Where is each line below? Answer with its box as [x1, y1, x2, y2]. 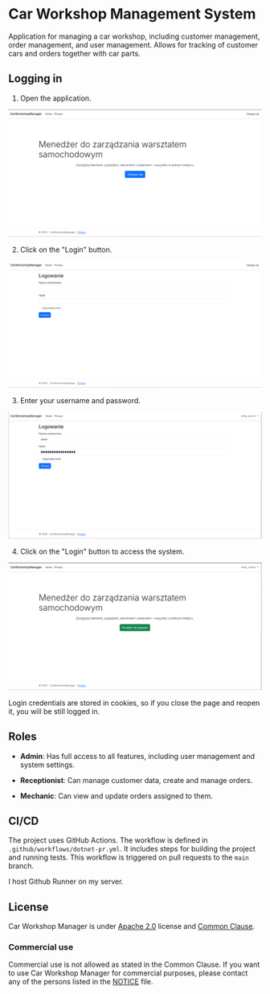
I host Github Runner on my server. [8, 876, 124, 886]
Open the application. [19, 93, 92, 103]
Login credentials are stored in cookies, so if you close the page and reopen [8, 698, 260, 707]
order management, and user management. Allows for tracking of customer [8, 39, 259, 49]
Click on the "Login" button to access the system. [19, 546, 185, 556]
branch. [8, 861, 35, 871]
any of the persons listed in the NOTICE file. [8, 977, 153, 987]
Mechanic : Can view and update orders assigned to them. [19, 790, 213, 801]
